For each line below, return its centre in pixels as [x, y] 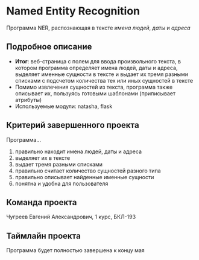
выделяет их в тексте [43, 157]
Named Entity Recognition [73, 11]
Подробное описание [49, 47]
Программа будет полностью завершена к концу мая [75, 250]
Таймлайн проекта [44, 236]
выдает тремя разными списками [59, 164]
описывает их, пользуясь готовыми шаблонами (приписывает [95, 93]
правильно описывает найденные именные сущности [84, 177]
